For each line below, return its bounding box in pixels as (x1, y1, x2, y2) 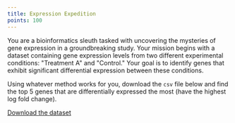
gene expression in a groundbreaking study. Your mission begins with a (7, 44, 215, 52)
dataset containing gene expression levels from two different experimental (7, 51, 224, 60)
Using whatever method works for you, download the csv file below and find (7, 79, 229, 88)
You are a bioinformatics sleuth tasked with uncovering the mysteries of (7, 36, 217, 44)
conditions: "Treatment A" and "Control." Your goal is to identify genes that (7, 58, 224, 67)
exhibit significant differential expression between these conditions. (7, 66, 204, 75)
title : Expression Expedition (7, 10, 97, 18)
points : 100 (7, 17, 42, 24)
